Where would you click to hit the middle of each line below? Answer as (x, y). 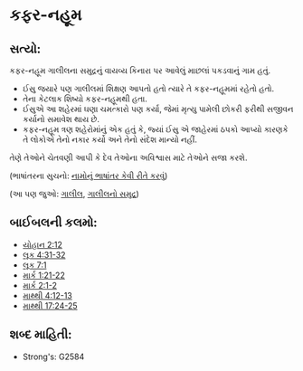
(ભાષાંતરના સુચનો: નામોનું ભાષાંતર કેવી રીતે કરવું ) (89, 176)
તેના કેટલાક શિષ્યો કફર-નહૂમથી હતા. (85, 99)
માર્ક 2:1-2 (39, 285)
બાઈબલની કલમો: (53, 223)
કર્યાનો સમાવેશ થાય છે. (61, 119)
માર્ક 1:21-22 (43, 275)
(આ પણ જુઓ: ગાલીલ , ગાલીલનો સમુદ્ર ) (75, 194)
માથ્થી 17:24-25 (50, 305)
